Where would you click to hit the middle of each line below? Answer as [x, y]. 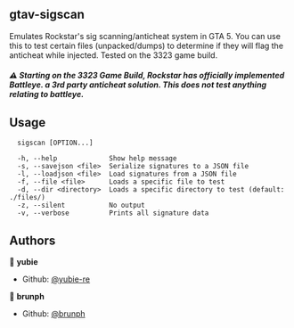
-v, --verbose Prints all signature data [113, 213]
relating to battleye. [47, 94]
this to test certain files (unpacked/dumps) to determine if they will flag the [146, 45]
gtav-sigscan [47, 15]
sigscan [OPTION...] [55, 143]
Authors [33, 240]
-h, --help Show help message [97, 159]
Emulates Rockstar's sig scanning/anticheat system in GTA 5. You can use [145, 36]
